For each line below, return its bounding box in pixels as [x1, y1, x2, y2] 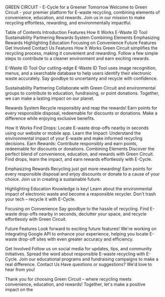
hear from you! [5, 267, 35, 272]
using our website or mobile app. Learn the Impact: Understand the [5, 130, 141, 136]
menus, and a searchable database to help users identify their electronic [5, 70, 152, 76]
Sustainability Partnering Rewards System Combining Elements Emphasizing [5, 34, 160, 40]
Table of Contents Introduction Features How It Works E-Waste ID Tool [5, 30, 148, 35]
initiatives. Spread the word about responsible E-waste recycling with [5, 251, 145, 257]
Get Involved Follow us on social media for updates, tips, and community [5, 246, 152, 251]
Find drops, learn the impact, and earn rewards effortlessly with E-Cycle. [5, 156, 152, 162]
